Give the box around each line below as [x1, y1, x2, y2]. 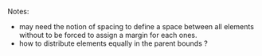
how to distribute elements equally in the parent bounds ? [18, 39, 208, 48]
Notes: [7, 7, 29, 16]
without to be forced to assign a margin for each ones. [18, 31, 197, 39]
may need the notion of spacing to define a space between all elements [18, 22, 254, 31]
